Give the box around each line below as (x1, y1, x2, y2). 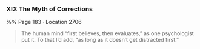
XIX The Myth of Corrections (6, 5, 93, 13)
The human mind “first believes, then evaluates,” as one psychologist (21, 30, 194, 37)
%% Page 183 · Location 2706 (6, 19, 82, 26)
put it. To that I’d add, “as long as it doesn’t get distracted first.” (21, 36, 179, 44)
